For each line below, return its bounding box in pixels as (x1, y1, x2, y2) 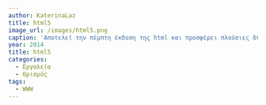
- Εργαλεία (15, 63, 51, 71)
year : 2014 (8, 41, 44, 49)
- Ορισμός (15, 70, 47, 78)
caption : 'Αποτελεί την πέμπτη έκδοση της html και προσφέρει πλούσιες (8, 33, 249, 42)
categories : (8, 56, 47, 64)
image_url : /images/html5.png (8, 26, 108, 34)
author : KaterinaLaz (8, 11, 77, 20)
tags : (8, 77, 26, 85)
